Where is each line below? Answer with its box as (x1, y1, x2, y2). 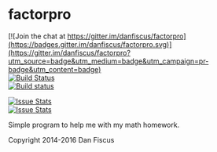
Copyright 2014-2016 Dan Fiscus (8, 135, 115, 144)
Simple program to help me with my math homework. (8, 120, 180, 129)
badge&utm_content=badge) (8, 64, 101, 74)
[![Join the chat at (8, 31, 66, 41)
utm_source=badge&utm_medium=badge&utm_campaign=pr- (8, 56, 209, 66)
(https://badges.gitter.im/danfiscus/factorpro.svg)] (8, 39, 172, 49)
